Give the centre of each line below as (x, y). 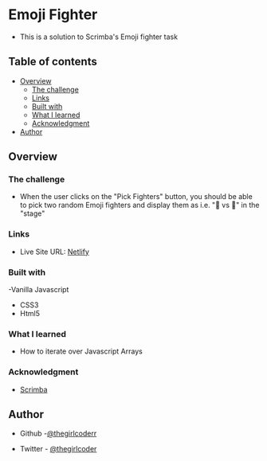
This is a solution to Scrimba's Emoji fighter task (98, 37)
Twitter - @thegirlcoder (58, 449)
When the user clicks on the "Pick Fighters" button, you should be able (136, 197)
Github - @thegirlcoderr (58, 434)
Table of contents (53, 62)
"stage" (32, 213)
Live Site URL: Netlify (55, 252)
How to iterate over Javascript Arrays (81, 351)
